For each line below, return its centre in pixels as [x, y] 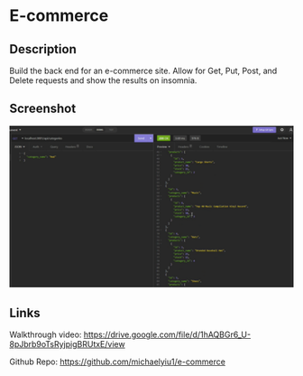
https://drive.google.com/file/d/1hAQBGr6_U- [167, 334]
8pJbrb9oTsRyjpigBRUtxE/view [67, 344]
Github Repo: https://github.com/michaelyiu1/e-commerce [117, 362]
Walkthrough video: [46, 334]
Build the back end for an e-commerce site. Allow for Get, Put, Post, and [143, 70]
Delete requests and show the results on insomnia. [103, 80]
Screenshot [43, 109]
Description [43, 49]
